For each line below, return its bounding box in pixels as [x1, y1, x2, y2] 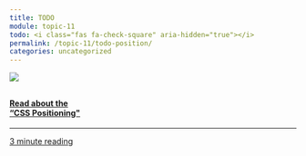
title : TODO [9, 13, 55, 23]
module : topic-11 [9, 22, 76, 31]
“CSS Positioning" [9, 107, 81, 118]
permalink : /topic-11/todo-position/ [9, 38, 153, 48]
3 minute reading [9, 136, 74, 147]
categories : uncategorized [9, 47, 112, 56]
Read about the [9, 97, 68, 109]
